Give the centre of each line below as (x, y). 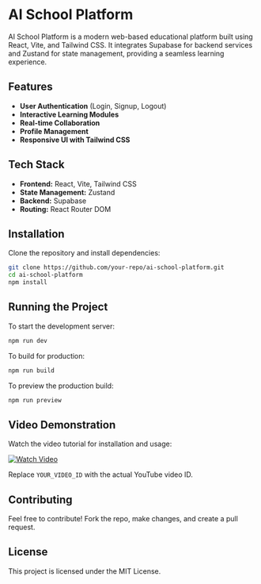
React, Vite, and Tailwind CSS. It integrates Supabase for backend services (130, 44)
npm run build (32, 371)
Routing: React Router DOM (65, 209)
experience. (28, 62)
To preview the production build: (61, 386)
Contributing (40, 499)
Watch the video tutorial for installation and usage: (90, 444)
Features (30, 87)
